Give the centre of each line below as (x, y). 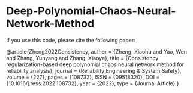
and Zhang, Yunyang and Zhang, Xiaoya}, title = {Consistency (82, 58)
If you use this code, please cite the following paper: (71, 40)
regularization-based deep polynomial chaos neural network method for (95, 64)
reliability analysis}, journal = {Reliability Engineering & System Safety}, (94, 70)
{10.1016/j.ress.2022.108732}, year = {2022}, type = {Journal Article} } (93, 83)
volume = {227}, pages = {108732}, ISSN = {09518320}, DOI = (83, 77)
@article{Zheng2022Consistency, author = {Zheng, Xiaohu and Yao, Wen (97, 51)
